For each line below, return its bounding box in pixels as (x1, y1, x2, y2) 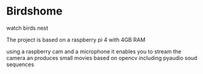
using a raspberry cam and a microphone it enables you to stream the (6, 47, 182, 55)
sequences (6, 61, 35, 68)
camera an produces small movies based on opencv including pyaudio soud (6, 54, 198, 61)
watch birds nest (6, 24, 49, 32)
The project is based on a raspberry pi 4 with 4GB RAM (6, 36, 146, 43)
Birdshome (6, 4, 63, 18)
